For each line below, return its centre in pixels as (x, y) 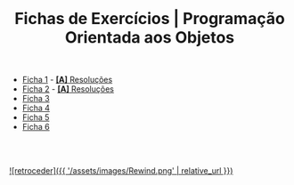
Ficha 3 (36, 98)
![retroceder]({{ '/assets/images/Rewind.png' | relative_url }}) (121, 170)
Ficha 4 (36, 108)
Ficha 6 (36, 126)
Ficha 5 (36, 117)
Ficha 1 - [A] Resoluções (67, 79)
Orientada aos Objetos (150, 38)
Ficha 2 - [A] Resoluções (68, 89)
